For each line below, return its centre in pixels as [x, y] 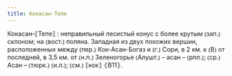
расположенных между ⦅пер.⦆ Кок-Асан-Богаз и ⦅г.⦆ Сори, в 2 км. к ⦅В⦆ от [116, 49]
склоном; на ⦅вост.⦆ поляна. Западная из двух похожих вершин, [102, 41]
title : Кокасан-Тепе [37, 14]
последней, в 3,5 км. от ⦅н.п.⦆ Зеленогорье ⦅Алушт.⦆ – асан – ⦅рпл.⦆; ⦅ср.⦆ [114, 57]
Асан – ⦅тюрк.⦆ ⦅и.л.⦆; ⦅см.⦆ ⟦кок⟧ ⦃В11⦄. [65, 65]
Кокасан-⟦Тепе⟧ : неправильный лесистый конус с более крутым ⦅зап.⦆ [114, 33]
